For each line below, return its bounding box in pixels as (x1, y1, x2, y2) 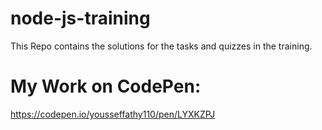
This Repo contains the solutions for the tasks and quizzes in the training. (10, 40, 313, 52)
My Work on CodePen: (10, 75, 202, 98)
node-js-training (10, 7, 151, 30)
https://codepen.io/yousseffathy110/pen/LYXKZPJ (10, 108, 216, 120)
